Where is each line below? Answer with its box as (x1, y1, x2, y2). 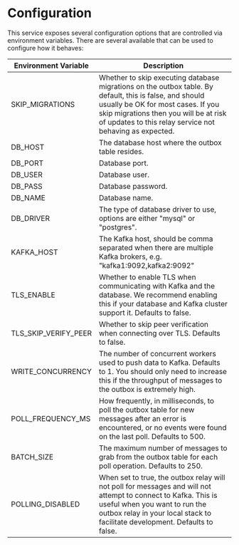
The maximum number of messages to (98, 443, 228, 453)
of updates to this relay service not (98, 117, 215, 127)
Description (143, 61, 184, 71)
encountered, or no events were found (98, 422, 227, 432)
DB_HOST (11, 142, 45, 152)
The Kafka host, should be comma (98, 234, 213, 244)
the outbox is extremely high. (98, 384, 196, 394)
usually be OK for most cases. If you (98, 99, 220, 109)
